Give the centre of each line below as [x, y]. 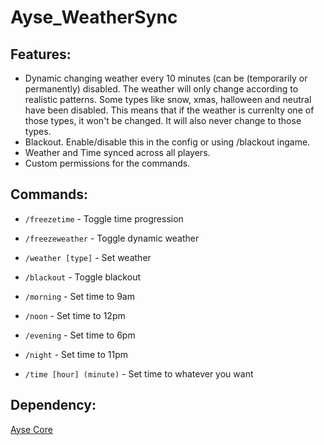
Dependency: [53, 405]
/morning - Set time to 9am [79, 296]
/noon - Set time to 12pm [75, 315]
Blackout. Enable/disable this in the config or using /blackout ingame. [167, 142]
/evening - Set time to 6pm [80, 335]
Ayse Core [31, 429]
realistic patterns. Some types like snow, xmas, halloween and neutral [168, 99]
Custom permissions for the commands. [107, 163]
